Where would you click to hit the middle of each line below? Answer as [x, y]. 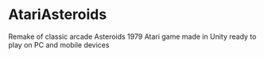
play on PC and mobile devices [59, 44]
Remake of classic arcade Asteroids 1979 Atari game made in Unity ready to [132, 36]
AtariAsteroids [58, 15]
